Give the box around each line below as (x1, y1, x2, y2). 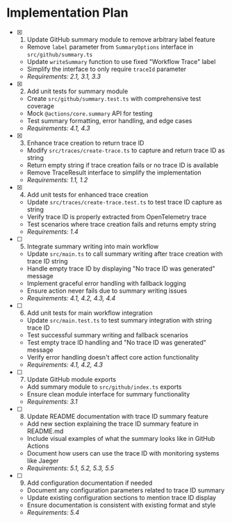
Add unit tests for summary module (26, 87, 129, 95)
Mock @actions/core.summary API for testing (26, 109, 154, 118)
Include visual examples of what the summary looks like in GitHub (26, 434, 215, 442)
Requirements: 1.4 (26, 227, 79, 236)
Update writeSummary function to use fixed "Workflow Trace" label (26, 57, 216, 65)
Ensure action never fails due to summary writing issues (26, 287, 188, 295)
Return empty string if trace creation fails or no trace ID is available (26, 161, 219, 169)
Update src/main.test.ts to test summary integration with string (26, 316, 213, 324)
